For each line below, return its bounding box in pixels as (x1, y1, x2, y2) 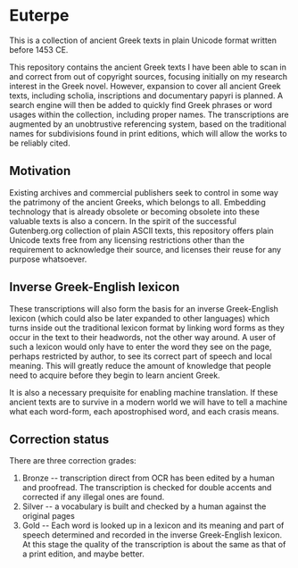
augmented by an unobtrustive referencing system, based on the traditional (9, 118, 287, 129)
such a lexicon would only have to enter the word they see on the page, (9, 341, 272, 352)
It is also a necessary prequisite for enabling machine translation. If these (9, 387, 278, 397)
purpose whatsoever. (9, 254, 87, 264)
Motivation (9, 163, 71, 179)
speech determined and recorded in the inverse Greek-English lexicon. (21, 530, 283, 540)
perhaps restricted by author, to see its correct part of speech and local (9, 350, 272, 362)
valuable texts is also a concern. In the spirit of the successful (9, 215, 236, 226)
